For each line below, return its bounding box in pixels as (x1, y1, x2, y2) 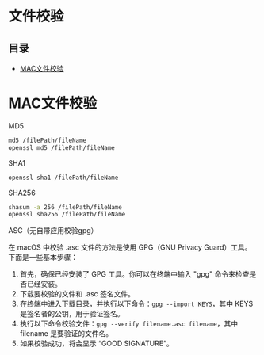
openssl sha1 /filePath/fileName (8, 174, 119, 181)
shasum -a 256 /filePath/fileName (8, 203, 123, 211)
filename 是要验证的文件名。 (19, 329, 113, 338)
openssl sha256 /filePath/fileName (8, 211, 126, 219)
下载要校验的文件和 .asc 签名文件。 (19, 289, 135, 299)
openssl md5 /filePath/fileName (8, 143, 115, 151)
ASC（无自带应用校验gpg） (8, 226, 98, 235)
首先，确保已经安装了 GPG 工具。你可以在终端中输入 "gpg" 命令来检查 (19, 269, 250, 279)
